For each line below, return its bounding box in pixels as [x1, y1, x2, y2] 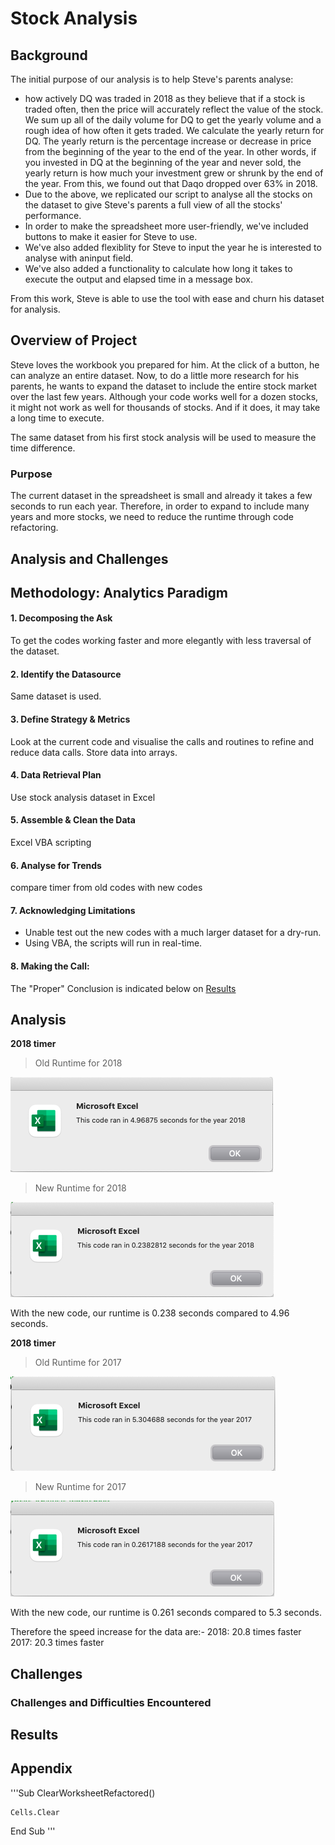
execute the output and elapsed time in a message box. [24, 273, 254, 285]
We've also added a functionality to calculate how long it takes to [24, 263, 293, 274]
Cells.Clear [10, 1807, 60, 1817]
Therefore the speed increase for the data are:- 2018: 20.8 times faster [10, 1626, 302, 1638]
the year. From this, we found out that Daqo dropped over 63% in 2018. [24, 178, 318, 189]
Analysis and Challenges [10, 550, 169, 567]
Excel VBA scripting [10, 836, 92, 848]
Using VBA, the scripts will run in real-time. [24, 937, 203, 949]
